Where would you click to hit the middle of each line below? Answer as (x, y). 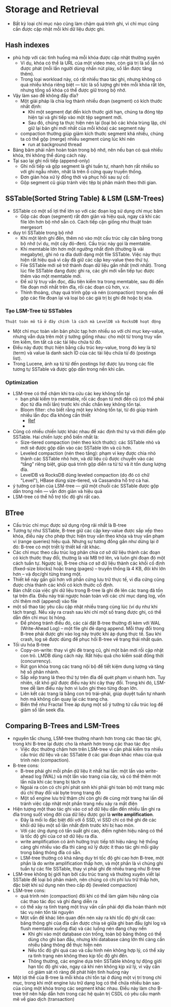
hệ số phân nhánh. (40, 672)
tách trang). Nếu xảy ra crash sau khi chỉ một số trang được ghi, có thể (87, 612)
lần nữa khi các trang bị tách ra (53, 781)
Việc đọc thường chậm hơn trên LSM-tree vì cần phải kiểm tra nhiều (92, 749)
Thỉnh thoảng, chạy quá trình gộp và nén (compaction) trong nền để (92, 292)
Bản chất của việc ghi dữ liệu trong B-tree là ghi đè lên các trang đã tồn (88, 590)
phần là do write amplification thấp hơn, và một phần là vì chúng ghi (92, 863)
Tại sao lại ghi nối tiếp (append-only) (51, 161)
